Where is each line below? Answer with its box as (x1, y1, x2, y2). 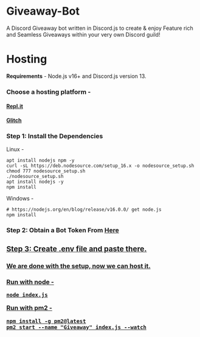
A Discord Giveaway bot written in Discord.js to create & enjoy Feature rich (6, 24, 193, 32)
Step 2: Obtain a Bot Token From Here (6, 226, 120, 235)
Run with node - (6, 277, 55, 286)
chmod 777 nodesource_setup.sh (6, 168, 86, 174)
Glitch (6, 116, 22, 124)
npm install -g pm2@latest (6, 317, 86, 324)
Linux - (6, 146, 24, 153)
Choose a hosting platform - (6, 87, 91, 96)
